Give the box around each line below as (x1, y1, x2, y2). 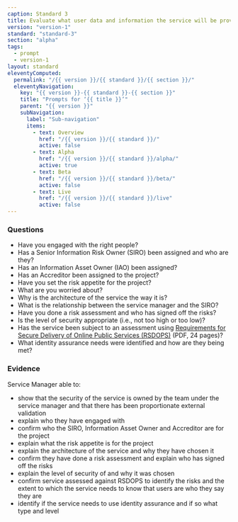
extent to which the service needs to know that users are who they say (17, 484, 225, 492)
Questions (7, 225, 44, 234)
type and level (17, 506, 59, 515)
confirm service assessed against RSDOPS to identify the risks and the (17, 476, 225, 485)
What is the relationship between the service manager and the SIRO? (17, 301, 219, 310)
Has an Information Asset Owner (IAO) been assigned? (17, 263, 178, 272)
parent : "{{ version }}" (20, 103, 93, 110)
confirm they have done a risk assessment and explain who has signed (17, 454, 225, 463)
